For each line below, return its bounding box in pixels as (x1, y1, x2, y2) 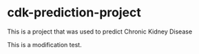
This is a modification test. (7, 40, 82, 49)
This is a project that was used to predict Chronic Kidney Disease (7, 27, 193, 36)
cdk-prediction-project (7, 5, 141, 21)
